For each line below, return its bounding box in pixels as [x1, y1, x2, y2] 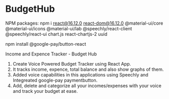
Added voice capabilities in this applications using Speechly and [12, 71, 149, 77]
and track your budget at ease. [12, 88, 78, 94]
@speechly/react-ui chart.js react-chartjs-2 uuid [5, 31, 108, 37]
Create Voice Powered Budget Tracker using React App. [12, 61, 132, 67]
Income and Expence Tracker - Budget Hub [5, 51, 97, 57]
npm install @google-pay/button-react [5, 41, 87, 47]
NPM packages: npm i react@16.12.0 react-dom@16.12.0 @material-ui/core [5, 20, 163, 26]
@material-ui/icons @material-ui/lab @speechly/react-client [5, 25, 132, 31]
